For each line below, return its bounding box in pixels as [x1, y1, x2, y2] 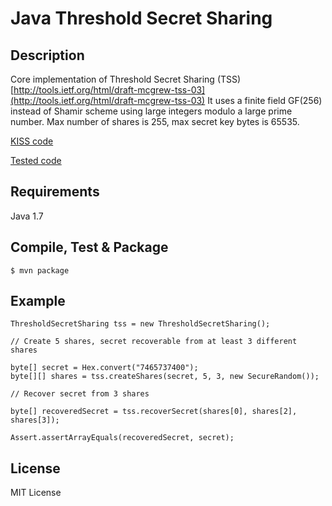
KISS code [10, 135, 54, 147]
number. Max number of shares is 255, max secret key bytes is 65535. [10, 116, 300, 127]
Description [10, 47, 85, 64]
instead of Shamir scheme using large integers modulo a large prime [10, 105, 293, 117]
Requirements [10, 183, 100, 201]
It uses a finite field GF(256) [207, 95, 323, 106]
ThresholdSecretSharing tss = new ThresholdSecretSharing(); [10, 319, 271, 329]
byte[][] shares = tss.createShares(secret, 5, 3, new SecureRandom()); [10, 372, 320, 382]
